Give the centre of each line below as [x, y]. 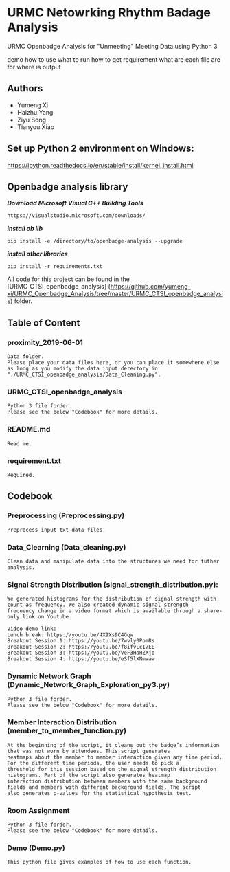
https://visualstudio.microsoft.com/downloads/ [77, 216]
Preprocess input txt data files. [57, 530]
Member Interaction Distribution [62, 722]
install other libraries [38, 254]
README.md [29, 429]
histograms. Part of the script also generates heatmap [89, 775]
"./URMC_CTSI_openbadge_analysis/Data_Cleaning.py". [84, 375]
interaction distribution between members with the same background [107, 781]
